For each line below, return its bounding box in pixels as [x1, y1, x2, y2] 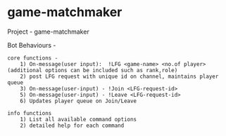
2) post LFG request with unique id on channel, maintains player [20, 73, 219, 80]
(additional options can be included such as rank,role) [7, 67, 178, 74]
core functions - [7, 54, 58, 62]
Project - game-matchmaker [7, 27, 89, 36]
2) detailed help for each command [20, 122, 125, 129]
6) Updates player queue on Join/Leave [20, 97, 137, 104]
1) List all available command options [20, 116, 137, 123]
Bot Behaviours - [7, 41, 56, 49]
